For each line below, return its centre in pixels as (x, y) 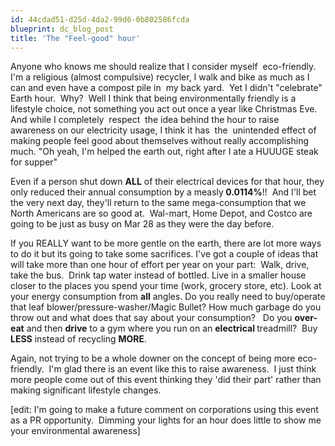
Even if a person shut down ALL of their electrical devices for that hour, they (167, 182)
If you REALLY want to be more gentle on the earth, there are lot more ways (166, 243)
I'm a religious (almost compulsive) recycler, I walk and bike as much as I (160, 77)
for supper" (34, 162)
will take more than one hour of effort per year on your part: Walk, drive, (160, 265)
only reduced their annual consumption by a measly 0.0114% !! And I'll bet (163, 192)
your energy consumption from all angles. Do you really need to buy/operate (168, 297)
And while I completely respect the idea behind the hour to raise (145, 120)
